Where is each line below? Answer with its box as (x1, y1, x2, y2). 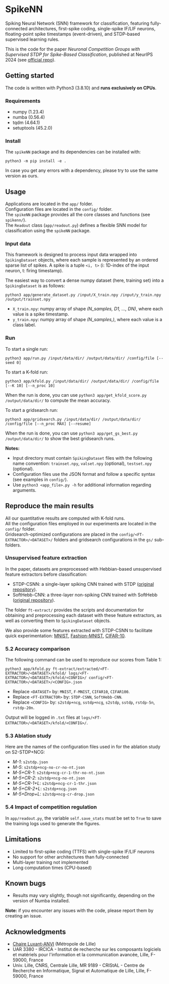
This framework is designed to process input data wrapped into (5, 252, 137, 258)
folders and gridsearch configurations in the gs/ (53, 536, 153, 542)
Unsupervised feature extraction (5, 555, 87, 562)
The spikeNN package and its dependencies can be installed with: (5, 149, 141, 155)
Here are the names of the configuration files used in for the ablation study (5, 744, 160, 750)
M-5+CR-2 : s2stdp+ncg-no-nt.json (12, 775, 85, 781)
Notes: (5, 445, 20, 451)
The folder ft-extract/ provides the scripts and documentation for (5, 606, 144, 613)
